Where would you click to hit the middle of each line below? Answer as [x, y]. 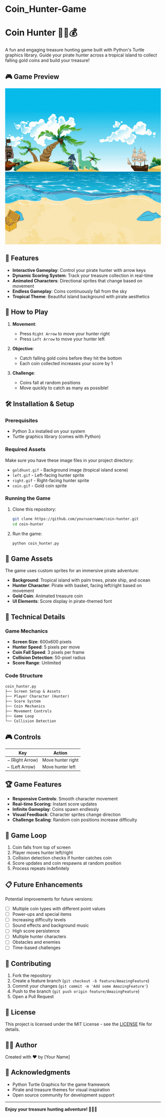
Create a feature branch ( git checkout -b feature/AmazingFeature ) [81, 981]
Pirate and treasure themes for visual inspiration [61, 1090]
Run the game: [27, 533]
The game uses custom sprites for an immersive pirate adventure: [72, 571]
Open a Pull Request [33, 997]
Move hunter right [61, 760]
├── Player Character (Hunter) [37, 696]
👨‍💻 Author [21, 1045]
